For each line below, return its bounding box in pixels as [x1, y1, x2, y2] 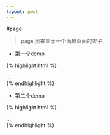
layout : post [6, 8, 39, 15]
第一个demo [14, 50, 45, 57]
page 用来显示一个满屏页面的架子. [20, 37, 105, 45]
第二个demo [14, 92, 45, 99]
